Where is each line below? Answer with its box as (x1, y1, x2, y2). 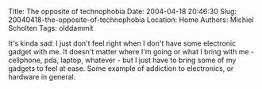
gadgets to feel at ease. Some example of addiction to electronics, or (8, 64, 234, 73)
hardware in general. (8, 72, 76, 81)
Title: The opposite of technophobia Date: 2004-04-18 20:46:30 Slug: (8, 7, 237, 16)
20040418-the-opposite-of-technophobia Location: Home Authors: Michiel (8, 15, 254, 24)
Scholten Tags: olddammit (8, 24, 94, 32)
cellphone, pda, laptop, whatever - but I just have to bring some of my (8, 55, 237, 65)
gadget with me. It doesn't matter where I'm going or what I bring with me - (8, 47, 255, 56)
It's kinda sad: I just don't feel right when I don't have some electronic (8, 39, 237, 48)
